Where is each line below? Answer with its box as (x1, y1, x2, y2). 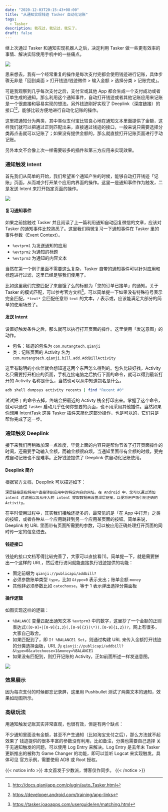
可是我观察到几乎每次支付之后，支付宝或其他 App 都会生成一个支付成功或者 (5, 88, 161, 94)
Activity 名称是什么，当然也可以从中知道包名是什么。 (14, 378, 124, 384)
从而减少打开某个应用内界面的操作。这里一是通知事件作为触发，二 (26, 179, 163, 185)
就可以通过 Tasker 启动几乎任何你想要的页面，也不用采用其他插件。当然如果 (5, 403, 161, 409)
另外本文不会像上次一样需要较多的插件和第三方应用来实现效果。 (5, 147, 136, 153)
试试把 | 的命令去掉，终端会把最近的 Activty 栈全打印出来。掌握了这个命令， (5, 397, 163, 403)
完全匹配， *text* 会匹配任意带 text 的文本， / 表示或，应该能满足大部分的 (5, 295, 157, 301)
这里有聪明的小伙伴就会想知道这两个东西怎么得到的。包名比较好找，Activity (5, 365, 161, 371)
